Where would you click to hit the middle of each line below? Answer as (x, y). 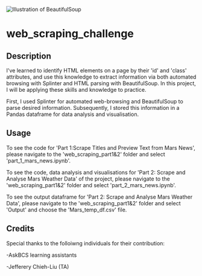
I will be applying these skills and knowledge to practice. (76, 90)
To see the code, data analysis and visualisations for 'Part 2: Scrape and (96, 172)
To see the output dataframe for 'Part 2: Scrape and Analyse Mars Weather (99, 197)
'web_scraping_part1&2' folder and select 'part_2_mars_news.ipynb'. (91, 185)
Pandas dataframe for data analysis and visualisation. (73, 114)
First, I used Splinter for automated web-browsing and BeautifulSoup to (95, 101)
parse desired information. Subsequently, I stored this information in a (93, 108)
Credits (21, 229)
